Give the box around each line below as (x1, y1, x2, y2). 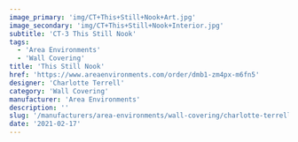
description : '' (9, 103, 69, 112)
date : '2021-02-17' (9, 120, 82, 129)
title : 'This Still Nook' (9, 63, 105, 71)
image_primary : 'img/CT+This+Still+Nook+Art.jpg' (9, 12, 197, 22)
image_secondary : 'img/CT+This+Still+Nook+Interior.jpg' (9, 21, 224, 30)
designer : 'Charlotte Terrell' (9, 78, 125, 87)
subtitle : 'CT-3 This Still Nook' (9, 29, 137, 38)
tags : (9, 37, 29, 47)
